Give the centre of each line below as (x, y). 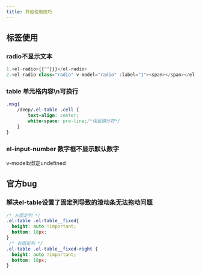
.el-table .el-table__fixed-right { (52, 249)
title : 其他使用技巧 (29, 12)
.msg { (13, 104)
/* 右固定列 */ (26, 243)
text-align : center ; (54, 116)
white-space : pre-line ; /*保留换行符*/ (74, 121)
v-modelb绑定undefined (36, 163)
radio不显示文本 (29, 56)
